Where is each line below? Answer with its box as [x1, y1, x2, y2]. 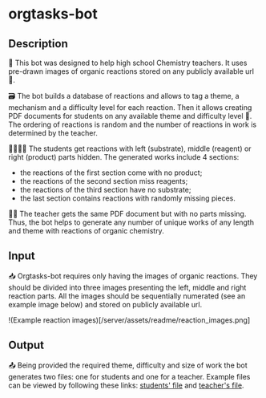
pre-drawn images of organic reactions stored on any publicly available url [8, 67, 255, 76]
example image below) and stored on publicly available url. [8, 299, 203, 309]
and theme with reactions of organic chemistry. [8, 226, 164, 235]
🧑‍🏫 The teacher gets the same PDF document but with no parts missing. [8, 209, 247, 218]
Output [8, 339, 44, 352]
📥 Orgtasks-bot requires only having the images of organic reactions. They [8, 270, 258, 281]
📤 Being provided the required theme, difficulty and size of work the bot [8, 360, 248, 370]
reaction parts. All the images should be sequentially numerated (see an [8, 290, 246, 301]
